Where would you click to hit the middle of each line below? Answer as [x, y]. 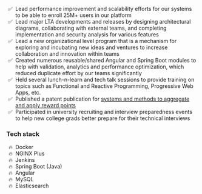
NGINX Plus [30, 153]
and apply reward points [45, 105]
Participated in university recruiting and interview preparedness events [104, 112]
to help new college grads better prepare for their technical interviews [103, 118]
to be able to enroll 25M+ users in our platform [73, 15]
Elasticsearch [32, 186]
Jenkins [25, 160]
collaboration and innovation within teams [67, 54]
